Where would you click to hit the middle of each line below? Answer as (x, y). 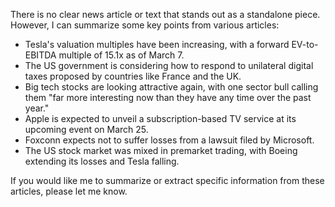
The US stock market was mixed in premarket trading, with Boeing (161, 150)
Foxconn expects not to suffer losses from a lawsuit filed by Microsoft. (169, 140)
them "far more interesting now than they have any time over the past (168, 97)
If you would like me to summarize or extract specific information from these (167, 180)
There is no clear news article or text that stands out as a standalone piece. (165, 14)
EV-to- (305, 44)
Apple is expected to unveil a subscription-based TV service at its (160, 118)
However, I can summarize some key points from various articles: (145, 25)
